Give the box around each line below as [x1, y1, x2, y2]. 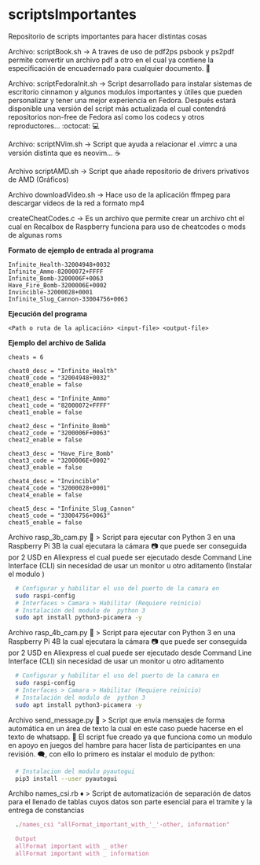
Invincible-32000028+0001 [8, 288, 93, 296]
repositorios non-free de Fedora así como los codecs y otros [8, 112, 205, 121]
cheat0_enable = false [8, 380, 82, 389]
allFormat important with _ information [15, 850, 149, 858]
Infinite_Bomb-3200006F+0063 [8, 274, 104, 283]
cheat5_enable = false [8, 518, 82, 527]
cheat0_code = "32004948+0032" [8, 374, 111, 382]
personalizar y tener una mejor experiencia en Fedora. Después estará [8, 95, 236, 105]
